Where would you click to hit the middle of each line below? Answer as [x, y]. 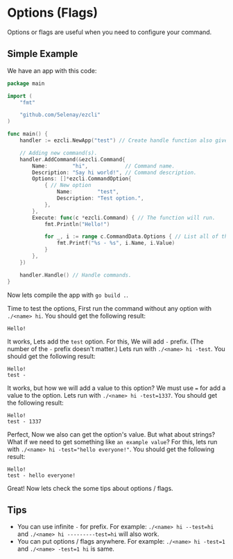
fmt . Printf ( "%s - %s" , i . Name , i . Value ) [116, 243]
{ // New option [68, 186]
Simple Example [43, 54]
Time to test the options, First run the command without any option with [109, 308]
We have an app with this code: [52, 70]
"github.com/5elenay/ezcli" [60, 115]
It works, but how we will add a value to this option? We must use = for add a [116, 388]
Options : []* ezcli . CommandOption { [82, 179]
